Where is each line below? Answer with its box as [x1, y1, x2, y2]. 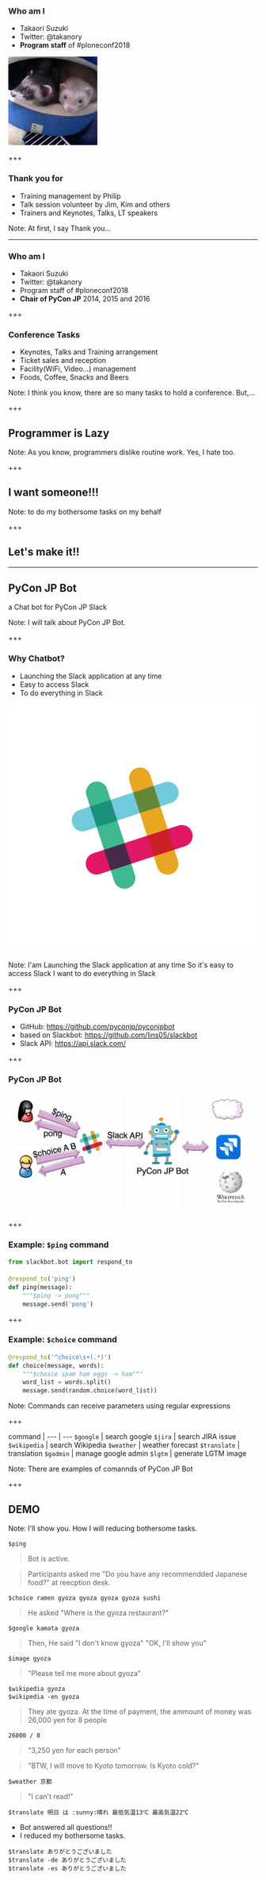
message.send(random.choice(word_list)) [22, 1387, 158, 1395]
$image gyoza [8, 1654, 51, 1663]
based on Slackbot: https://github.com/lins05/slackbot [19, 1030, 198, 1040]
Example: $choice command [8, 1334, 117, 1345]
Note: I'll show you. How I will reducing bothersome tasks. [8, 1523, 198, 1534]
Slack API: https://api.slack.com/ [19, 1039, 127, 1048]
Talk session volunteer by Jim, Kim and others [19, 199, 170, 209]
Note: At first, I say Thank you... [8, 223, 112, 233]
